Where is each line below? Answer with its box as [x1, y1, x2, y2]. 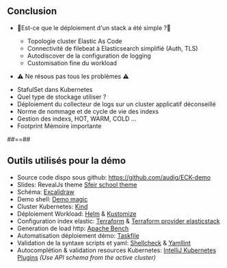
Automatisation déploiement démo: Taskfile [16, 231, 139, 239]
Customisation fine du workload [27, 58, 118, 67]
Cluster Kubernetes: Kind [16, 202, 88, 210]
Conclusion [7, 5, 57, 17]
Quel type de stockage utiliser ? [16, 93, 107, 101]
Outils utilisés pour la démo [7, 155, 126, 167]
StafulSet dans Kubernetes [16, 85, 93, 93]
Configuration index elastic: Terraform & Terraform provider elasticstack [16, 217, 220, 225]
